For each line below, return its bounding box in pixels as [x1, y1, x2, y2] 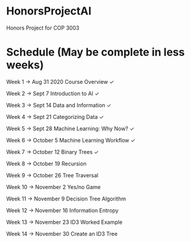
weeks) [6, 59, 44, 72]
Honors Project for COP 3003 [6, 24, 80, 31]
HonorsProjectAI [6, 4, 92, 18]
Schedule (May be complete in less [6, 45, 185, 59]
